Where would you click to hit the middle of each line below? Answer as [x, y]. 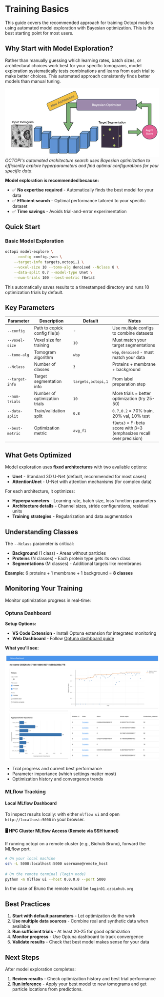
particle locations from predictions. [47, 989]
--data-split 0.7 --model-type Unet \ [53, 272]
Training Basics [37, 9]
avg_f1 [80, 431]
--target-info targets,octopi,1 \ [49, 262]
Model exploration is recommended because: [52, 180]
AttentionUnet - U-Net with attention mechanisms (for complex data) [82, 482]
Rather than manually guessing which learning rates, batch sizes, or [73, 60]
